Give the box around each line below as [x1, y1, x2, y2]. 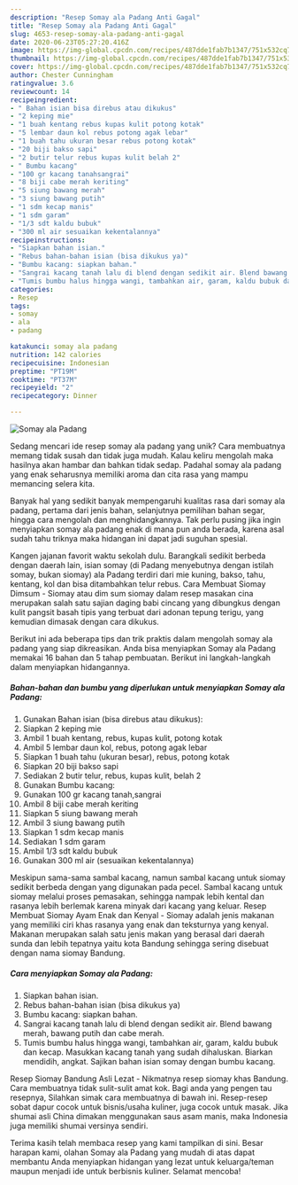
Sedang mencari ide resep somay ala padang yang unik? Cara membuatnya [10, 440, 286, 451]
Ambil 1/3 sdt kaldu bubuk [22, 846, 118, 856]
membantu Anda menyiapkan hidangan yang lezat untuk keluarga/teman [10, 1156, 275, 1166]
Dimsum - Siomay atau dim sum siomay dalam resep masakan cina [10, 589, 254, 598]
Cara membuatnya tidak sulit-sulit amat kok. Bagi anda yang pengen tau [10, 1082, 272, 1093]
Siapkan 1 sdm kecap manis [22, 826, 125, 838]
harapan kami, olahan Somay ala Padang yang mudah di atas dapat [10, 1147, 256, 1158]
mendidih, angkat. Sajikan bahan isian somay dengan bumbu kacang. [22, 1056, 276, 1066]
